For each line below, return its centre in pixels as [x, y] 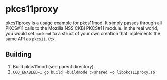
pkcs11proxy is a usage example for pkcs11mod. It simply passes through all [84, 23]
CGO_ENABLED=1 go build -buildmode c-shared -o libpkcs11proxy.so [84, 72]
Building [18, 55]
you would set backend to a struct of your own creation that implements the [83, 33]
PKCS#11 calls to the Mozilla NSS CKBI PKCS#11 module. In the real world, [82, 28]
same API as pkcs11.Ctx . [31, 39]
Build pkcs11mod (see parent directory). [54, 66]
